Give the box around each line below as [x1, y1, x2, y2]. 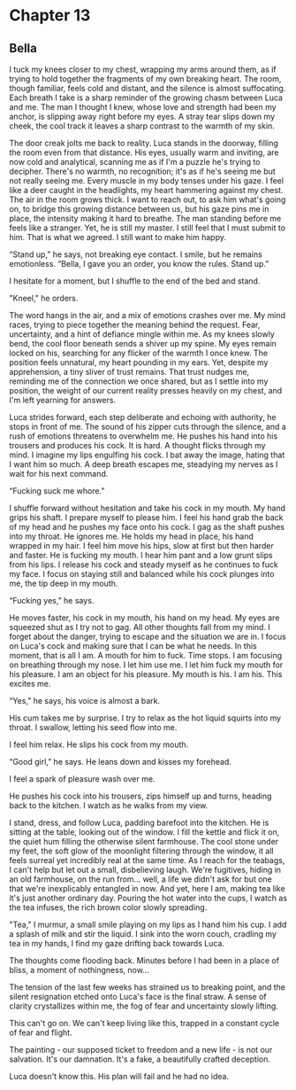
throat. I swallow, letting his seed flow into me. [9, 722, 178, 732]
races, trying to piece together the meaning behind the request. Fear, [9, 320, 261, 330]
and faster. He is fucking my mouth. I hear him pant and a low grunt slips [9, 550, 274, 560]
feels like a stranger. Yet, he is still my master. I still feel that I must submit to [9, 222, 285, 233]
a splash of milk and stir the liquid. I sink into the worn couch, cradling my [9, 929, 277, 939]
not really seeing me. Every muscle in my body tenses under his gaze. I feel [9, 175, 285, 186]
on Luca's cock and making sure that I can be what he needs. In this [9, 641, 258, 651]
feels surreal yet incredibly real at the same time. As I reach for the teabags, [9, 855, 285, 865]
